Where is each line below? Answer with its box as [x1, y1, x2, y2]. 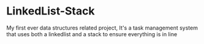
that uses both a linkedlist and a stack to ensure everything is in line [6, 30, 178, 37]
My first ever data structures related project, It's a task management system [6, 24, 198, 31]
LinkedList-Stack [6, 4, 95, 18]
